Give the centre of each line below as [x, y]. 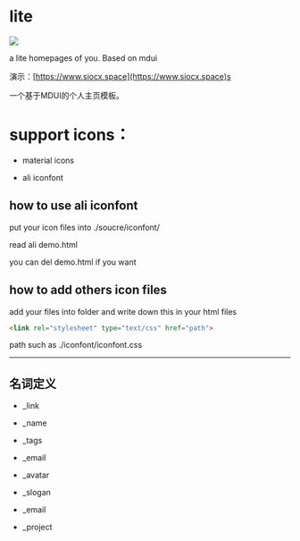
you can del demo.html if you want [73, 262]
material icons [48, 160]
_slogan [37, 493]
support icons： [70, 135]
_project [37, 527]
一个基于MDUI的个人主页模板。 [67, 95]
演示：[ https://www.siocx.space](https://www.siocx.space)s [120, 76]
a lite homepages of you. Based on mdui [83, 58]
